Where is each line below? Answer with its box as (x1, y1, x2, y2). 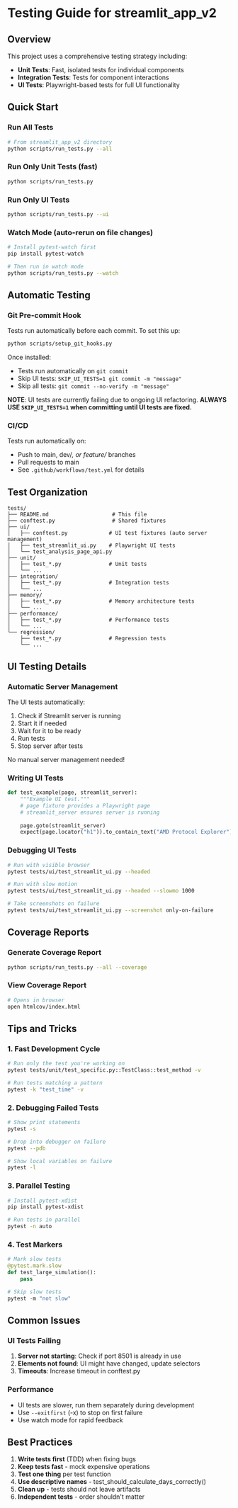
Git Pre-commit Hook (7, 310, 81, 320)
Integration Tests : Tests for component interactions (17, 73, 169, 81)
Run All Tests (7, 123, 54, 132)
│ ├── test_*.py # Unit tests (7, 561, 147, 568)
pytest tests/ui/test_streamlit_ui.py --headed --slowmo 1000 (7, 888, 195, 895)
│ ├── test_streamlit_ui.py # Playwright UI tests (7, 542, 176, 550)
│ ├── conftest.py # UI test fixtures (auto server (7, 530, 208, 537)
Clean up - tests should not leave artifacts (17, 1485, 141, 1494)
